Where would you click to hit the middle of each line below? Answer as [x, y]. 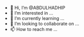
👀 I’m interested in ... [32, 13]
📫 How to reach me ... [34, 29]
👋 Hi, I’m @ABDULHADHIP [38, 8]
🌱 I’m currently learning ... [37, 18]
